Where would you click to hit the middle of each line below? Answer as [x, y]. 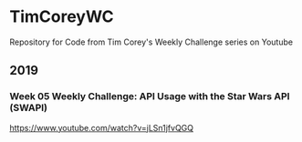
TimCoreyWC [62, 17]
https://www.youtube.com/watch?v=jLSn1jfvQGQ [102, 127]
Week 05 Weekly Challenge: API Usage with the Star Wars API [150, 96]
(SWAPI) [29, 108]
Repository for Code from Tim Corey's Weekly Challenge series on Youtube [151, 42]
